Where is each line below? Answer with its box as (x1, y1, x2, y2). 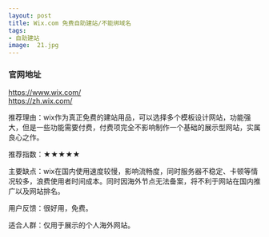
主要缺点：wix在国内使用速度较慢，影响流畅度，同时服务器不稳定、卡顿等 (8, 167, 251, 176)
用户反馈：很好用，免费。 (8, 203, 93, 213)
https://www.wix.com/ (8, 88, 82, 97)
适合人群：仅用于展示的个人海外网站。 (8, 220, 134, 230)
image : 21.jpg (8, 41, 59, 49)
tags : (8, 26, 26, 34)
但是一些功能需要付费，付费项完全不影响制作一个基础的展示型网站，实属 (22, 123, 261, 132)
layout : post (8, 11, 52, 20)
